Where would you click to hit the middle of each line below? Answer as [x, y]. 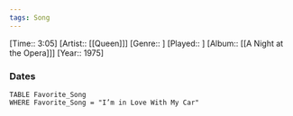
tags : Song [30, 18]
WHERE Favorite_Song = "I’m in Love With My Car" [105, 103]
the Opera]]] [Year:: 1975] [57, 53]
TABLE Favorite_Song [48, 94]
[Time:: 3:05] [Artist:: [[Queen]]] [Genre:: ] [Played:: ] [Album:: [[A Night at [146, 43]
